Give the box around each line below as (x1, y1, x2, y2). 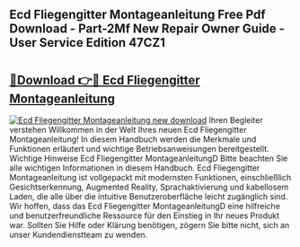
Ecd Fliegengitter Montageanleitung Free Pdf (9, 7, 267, 22)
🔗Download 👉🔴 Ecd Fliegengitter (9, 72, 200, 88)
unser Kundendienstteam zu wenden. (9, 229, 148, 240)
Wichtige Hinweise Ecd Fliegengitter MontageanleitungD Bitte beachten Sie (9, 153, 288, 163)
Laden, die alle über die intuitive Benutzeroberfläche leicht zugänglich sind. (9, 191, 288, 201)
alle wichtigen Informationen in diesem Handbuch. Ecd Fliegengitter (9, 163, 260, 173)
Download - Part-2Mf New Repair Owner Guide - (9, 22, 286, 37)
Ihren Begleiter (208, 115, 263, 125)
